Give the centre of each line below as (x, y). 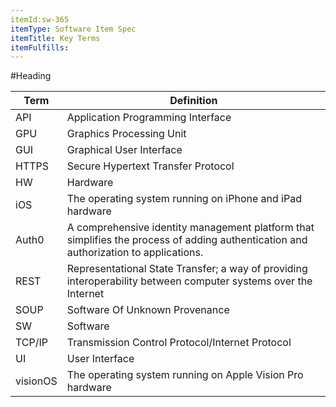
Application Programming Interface (149, 118)
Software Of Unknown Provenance (148, 310)
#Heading (31, 76)
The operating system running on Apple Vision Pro (185, 375)
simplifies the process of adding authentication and (187, 240)
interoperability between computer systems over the (189, 281)
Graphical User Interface (124, 150)
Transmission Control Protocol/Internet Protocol (179, 343)
